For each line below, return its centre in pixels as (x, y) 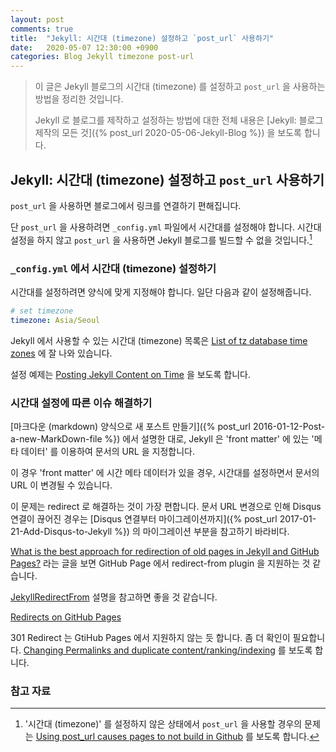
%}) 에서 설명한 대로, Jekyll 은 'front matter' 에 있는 (207, 438)
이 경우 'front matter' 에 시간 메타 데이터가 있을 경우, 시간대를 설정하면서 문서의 (165, 472)
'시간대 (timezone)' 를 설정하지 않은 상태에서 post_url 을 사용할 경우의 (163, 724)
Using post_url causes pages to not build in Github (139, 737)
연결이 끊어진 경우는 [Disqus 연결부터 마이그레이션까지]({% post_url (144, 518)
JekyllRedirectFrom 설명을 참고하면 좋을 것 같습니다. (114, 597)
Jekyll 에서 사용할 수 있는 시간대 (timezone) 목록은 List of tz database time (159, 340)
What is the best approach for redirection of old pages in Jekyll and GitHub (165, 551)
